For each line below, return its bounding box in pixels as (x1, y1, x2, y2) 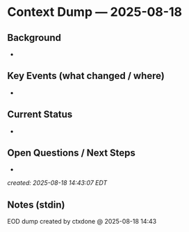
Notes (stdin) (7, 199, 65, 211)
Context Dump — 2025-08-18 (7, 4, 183, 20)
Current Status (7, 109, 73, 121)
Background (7, 32, 61, 44)
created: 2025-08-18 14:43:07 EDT (7, 179, 108, 187)
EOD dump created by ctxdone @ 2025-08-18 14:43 (7, 217, 157, 226)
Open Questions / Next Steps (7, 147, 135, 159)
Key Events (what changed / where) (7, 70, 165, 82)
